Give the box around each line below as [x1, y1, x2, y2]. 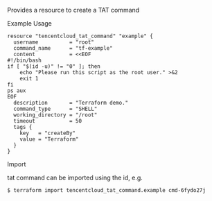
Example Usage [7, 19, 52, 27]
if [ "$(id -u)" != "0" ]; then [7, 63, 100, 70]
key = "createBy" [19, 130, 76, 137]
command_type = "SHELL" [13, 105, 98, 112]
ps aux [7, 87, 26, 94]
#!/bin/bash [7, 57, 42, 64]
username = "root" [13, 39, 95, 46]
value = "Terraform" [19, 136, 79, 143]
